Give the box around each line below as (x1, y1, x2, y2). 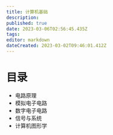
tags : (6, 31, 20, 38)
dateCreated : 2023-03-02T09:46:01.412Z (6, 43, 107, 49)
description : (6, 15, 39, 21)
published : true (6, 20, 47, 26)
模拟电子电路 (15, 99, 47, 107)
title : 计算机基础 (6, 8, 48, 15)
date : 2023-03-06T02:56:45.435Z (6, 25, 88, 32)
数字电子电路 (15, 107, 47, 114)
